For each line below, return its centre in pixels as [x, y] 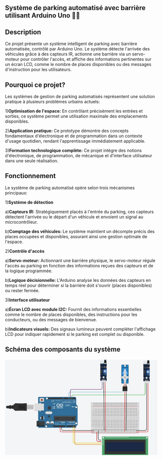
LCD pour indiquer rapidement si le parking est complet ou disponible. [75, 334]
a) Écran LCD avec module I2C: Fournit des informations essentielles [73, 309]
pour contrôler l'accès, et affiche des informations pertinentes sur [86, 59]
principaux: [16, 193]
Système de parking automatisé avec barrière [75, 8]
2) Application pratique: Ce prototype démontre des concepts [67, 131]
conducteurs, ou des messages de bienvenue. [51, 319]
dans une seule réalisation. [32, 161]
